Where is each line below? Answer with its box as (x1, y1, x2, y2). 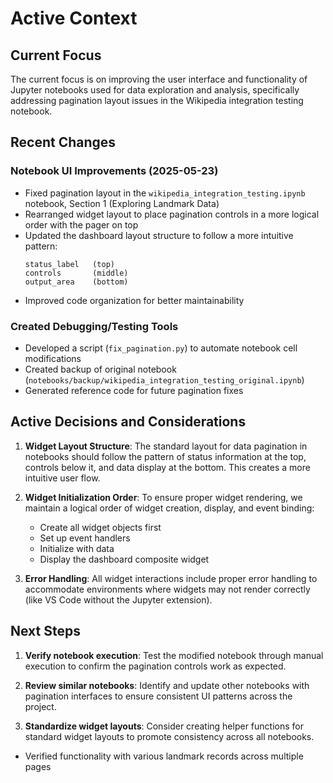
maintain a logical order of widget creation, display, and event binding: (24, 502, 315, 514)
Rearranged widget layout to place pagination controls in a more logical (24, 208, 320, 220)
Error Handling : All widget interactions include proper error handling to (24, 572, 318, 584)
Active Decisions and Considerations (10, 413, 247, 431)
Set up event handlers (39, 532, 131, 544)
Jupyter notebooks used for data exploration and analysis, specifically (10, 84, 300, 96)
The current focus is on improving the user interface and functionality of (10, 73, 308, 85)
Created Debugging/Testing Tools (10, 319, 179, 333)
